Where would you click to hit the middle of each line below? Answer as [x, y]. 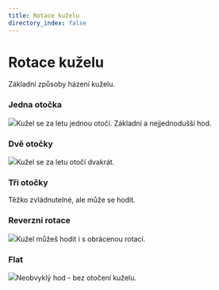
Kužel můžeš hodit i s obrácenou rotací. [81, 238]
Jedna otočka [35, 105]
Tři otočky [29, 182]
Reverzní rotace [40, 221]
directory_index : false [48, 23]
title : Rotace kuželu [44, 15]
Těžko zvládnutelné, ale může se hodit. [72, 200]
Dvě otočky [31, 144]
